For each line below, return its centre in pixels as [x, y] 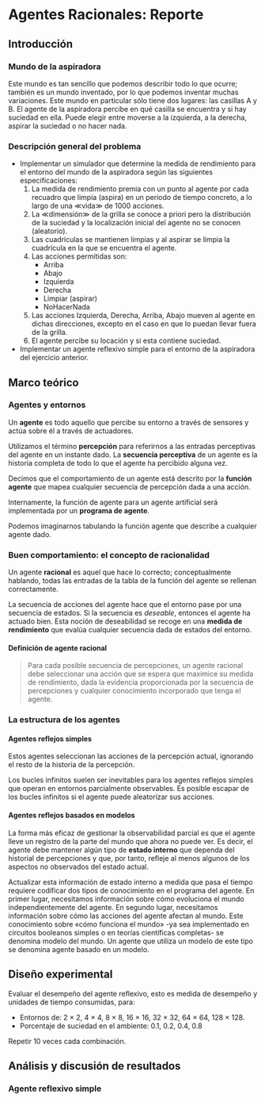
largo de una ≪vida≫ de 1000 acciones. [98, 206]
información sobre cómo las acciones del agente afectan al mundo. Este [126, 916]
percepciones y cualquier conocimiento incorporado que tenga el [134, 691]
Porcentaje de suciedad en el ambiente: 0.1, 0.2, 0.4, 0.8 [111, 1026]
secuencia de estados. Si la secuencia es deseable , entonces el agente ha [129, 613]
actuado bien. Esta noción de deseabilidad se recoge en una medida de [125, 621]
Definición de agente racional [58, 647]
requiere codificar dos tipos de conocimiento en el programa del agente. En [131, 890]
